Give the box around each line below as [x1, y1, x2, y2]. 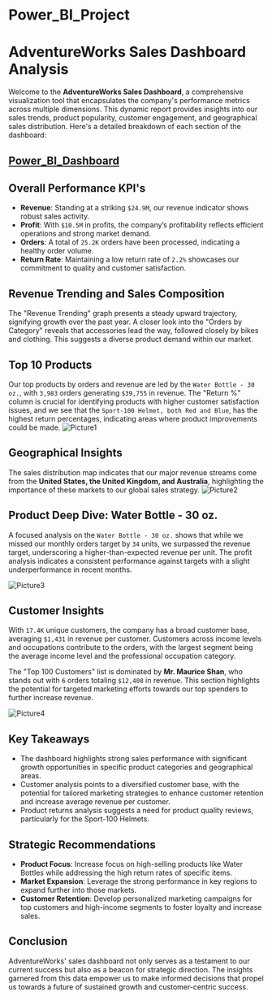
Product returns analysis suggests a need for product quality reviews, [19, 806, 254, 816]
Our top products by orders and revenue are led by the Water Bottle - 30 [8, 379, 255, 389]
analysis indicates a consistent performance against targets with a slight [8, 556, 250, 565]
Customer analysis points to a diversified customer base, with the [19, 780, 240, 790]
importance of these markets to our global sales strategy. [8, 485, 201, 495]
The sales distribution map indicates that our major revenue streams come [8, 467, 257, 477]
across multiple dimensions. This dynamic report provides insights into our [8, 104, 258, 115]
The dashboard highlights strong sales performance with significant [19, 754, 248, 764]
